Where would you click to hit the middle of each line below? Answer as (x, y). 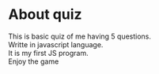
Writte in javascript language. (56, 44)
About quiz (45, 15)
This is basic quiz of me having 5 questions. (80, 36)
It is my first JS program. (48, 53)
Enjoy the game (34, 61)
